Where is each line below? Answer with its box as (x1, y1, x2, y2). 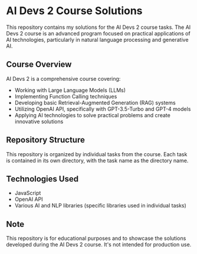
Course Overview (6, 60, 72, 70)
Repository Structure (6, 135, 86, 145)
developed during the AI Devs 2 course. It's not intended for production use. (6, 241, 192, 248)
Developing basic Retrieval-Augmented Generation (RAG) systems (14, 99, 176, 106)
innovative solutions (14, 118, 64, 125)
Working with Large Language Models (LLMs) (14, 87, 126, 94)
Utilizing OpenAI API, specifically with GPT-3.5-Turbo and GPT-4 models (14, 105, 191, 113)
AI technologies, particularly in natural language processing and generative (6, 36, 189, 43)
